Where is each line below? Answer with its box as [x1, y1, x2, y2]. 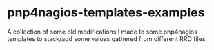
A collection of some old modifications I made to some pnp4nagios [7, 27, 198, 36]
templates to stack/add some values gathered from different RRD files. [7, 34, 208, 42]
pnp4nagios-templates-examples [7, 5, 205, 21]
